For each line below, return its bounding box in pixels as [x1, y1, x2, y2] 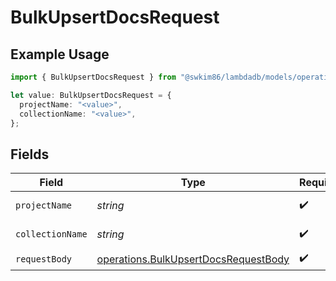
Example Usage [10, 46, 110, 63]
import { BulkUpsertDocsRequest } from [10, 72, 177, 82]
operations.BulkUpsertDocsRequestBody [96, 252, 290, 266]
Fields [10, 146, 50, 163]
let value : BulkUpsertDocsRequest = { [10, 90, 172, 100]
